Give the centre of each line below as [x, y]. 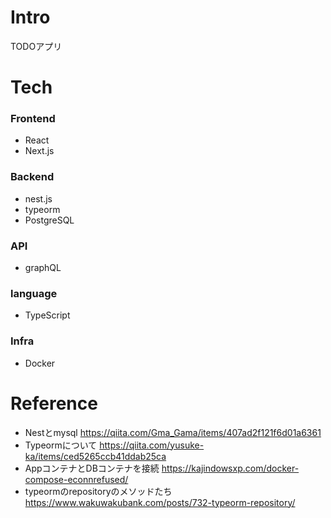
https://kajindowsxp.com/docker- [230, 468]
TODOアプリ [36, 46]
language [34, 293]
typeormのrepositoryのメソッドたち [98, 491]
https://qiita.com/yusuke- [152, 445]
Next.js [39, 151]
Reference [54, 403]
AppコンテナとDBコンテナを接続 [92, 468]
